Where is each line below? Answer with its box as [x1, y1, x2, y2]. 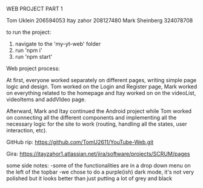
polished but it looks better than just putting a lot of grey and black [6, 175, 173, 182]
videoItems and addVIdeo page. [6, 96, 87, 103]
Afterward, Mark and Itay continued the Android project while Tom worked [6, 108, 192, 114]
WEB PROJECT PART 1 [6, 5, 63, 12]
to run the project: [6, 28, 52, 36]
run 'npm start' [15, 53, 53, 60]
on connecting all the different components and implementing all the [6, 114, 177, 121]
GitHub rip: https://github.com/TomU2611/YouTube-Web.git [6, 138, 154, 146]
